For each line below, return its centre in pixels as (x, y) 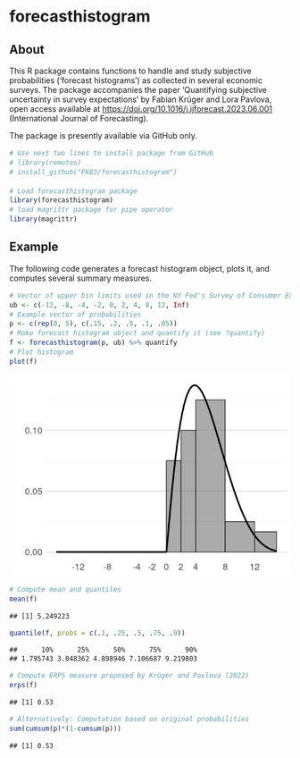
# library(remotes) (46, 163)
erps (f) (24, 686)
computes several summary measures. (81, 278)
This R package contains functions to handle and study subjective (130, 71)
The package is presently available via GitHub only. (104, 135)
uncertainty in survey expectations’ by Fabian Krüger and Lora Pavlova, (141, 99)
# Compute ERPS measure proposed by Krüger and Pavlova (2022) (129, 676)
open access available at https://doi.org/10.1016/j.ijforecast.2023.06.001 (141, 109)
